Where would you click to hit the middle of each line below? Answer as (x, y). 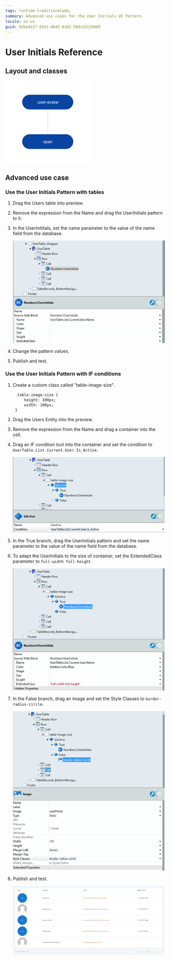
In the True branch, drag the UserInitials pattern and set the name (81, 541)
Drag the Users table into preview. (48, 203)
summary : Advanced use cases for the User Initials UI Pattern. (74, 16)
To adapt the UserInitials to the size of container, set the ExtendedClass (87, 556)
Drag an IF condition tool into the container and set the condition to (82, 444)
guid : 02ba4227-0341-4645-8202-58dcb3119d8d (53, 27)
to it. (17, 218)
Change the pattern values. (41, 351)
